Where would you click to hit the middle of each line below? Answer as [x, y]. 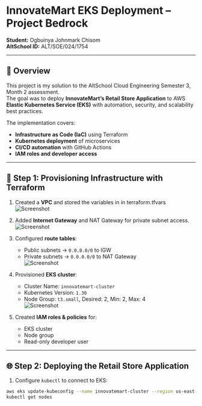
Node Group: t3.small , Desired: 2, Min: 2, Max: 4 [85, 299]
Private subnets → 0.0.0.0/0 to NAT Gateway [80, 256]
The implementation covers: [41, 123]
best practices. [25, 111]
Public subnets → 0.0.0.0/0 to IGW [67, 250]
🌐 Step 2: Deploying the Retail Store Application [98, 366]
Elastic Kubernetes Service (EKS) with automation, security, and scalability [100, 105]
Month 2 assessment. [33, 92]
